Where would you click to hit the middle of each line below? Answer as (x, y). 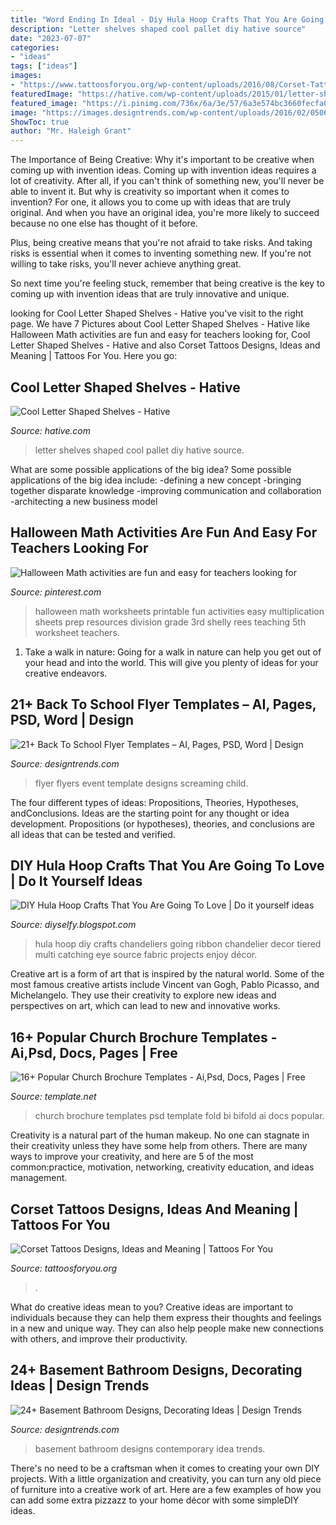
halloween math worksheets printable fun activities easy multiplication (179, 611)
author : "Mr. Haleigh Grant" (71, 131)
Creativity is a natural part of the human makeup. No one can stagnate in (160, 1135)
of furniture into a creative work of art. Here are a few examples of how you (166, 1489)
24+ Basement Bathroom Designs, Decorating (156, 1370)
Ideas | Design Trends (80, 1386)
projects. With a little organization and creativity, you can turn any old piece (166, 1478)
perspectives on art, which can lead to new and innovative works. (145, 1006)
